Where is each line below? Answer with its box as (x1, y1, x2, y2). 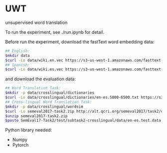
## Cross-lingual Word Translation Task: (5, 99, 92, 105)
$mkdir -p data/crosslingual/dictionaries (5, 90, 94, 95)
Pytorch (12, 142, 29, 148)
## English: (5, 48, 30, 53)
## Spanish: (5, 62, 30, 67)
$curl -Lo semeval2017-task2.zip (5, 109, 75, 114)
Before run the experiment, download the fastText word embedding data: (5, 38, 155, 45)
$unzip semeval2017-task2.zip (5, 113, 68, 119)
